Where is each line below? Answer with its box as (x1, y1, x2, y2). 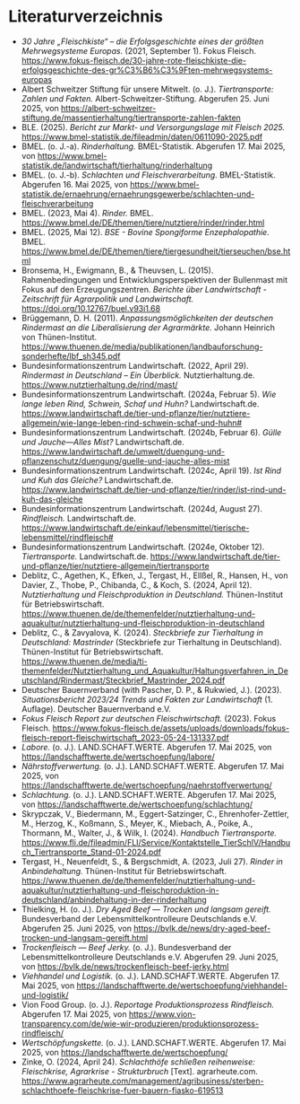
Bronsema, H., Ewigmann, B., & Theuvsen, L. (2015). (21, 265, 214, 276)
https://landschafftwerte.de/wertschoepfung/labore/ (21, 751, 216, 762)
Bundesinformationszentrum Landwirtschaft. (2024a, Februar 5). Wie (21, 389, 277, 399)
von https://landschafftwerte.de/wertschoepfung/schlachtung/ (21, 799, 253, 810)
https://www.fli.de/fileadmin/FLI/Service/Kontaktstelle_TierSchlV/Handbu (21, 837, 291, 847)
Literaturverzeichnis (8, 6, 163, 27)
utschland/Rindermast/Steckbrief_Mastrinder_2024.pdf (21, 675, 226, 686)
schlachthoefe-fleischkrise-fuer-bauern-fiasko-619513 (21, 1084, 224, 1096)
